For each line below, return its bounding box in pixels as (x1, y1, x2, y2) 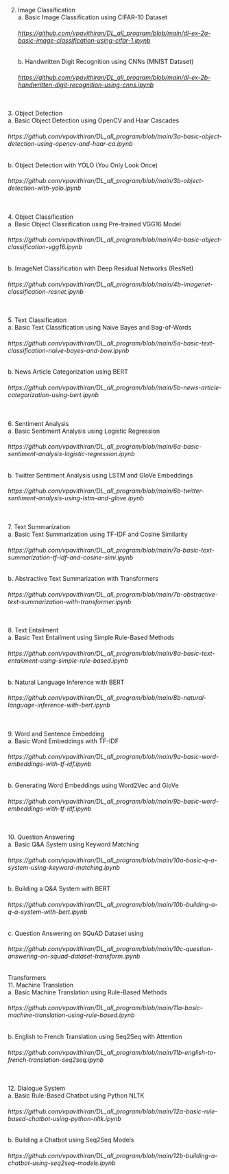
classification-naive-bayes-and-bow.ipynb (8, 346, 130, 354)
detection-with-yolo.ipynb (8, 184, 82, 192)
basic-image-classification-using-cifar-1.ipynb (17, 36, 151, 44)
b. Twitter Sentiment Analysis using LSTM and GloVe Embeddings (8, 471, 193, 479)
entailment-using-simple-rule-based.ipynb (8, 657, 129, 665)
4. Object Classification (8, 213, 74, 221)
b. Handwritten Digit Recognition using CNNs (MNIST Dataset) (17, 58, 194, 66)
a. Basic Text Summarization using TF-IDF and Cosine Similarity (8, 530, 188, 539)
